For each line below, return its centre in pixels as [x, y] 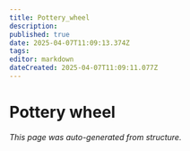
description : [34, 26]
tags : [19, 51]
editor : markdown [42, 59]
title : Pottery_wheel [50, 18]
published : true [39, 34]
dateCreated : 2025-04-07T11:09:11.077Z [84, 68]
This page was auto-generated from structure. [95, 137]
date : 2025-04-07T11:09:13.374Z [69, 43]
